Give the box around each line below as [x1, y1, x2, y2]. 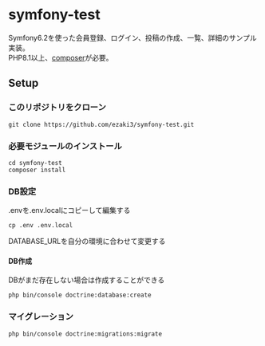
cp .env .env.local [8, 222, 73, 230]
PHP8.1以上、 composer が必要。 [8, 53, 113, 62]
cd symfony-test [8, 159, 62, 167]
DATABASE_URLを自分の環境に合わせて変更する [8, 237, 166, 246]
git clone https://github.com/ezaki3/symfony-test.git [8, 120, 195, 128]
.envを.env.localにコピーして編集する [8, 206, 131, 215]
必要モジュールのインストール [8, 140, 122, 151]
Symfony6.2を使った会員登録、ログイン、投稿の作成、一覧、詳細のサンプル [8, 33, 257, 42]
